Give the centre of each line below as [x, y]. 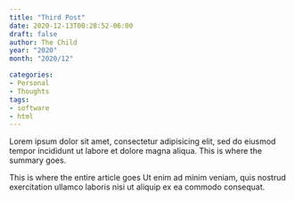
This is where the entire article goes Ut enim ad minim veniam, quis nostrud [148, 178]
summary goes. [38, 160]
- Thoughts [29, 91]
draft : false [33, 34]
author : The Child [43, 42]
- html [21, 117]
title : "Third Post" [48, 17]
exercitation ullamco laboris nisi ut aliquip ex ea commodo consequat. [137, 187]
